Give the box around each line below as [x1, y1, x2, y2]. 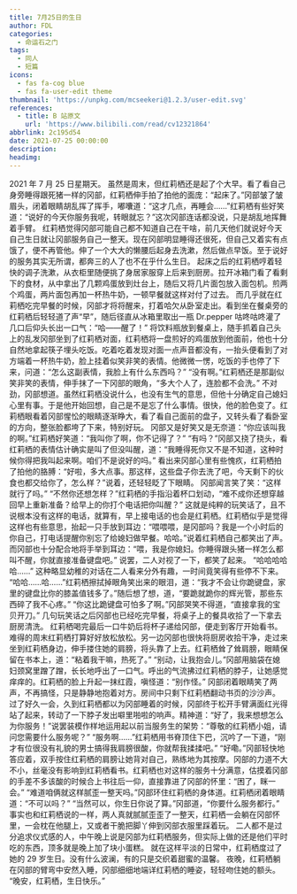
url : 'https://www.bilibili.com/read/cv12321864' [25, 120, 212, 129]
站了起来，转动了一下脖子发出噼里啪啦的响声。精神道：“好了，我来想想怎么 [9, 709, 285, 720]
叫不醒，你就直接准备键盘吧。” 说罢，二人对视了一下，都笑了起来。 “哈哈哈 [9, 554, 280, 565]
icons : [9, 71, 34, 80]
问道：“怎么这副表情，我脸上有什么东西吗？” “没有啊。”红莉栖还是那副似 [24, 366, 285, 377]
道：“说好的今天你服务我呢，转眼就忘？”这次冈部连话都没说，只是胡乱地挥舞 [9, 212, 287, 222]
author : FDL [9, 21, 53, 30]
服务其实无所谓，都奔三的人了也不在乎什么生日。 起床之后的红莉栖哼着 [16, 256, 275, 266]
